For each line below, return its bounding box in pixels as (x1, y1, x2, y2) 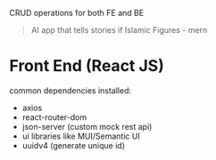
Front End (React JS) (9, 56, 165, 76)
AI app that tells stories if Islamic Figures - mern (30, 25, 208, 35)
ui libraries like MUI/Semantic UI (21, 131, 140, 141)
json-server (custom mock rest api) (21, 121, 153, 132)
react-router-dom (21, 111, 87, 123)
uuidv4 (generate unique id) (21, 140, 125, 150)
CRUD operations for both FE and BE (9, 8, 145, 18)
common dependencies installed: (9, 84, 132, 96)
